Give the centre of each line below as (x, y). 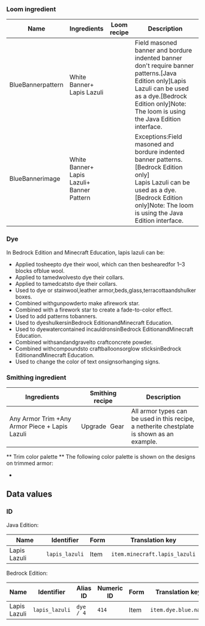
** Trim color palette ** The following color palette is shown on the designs (101, 456)
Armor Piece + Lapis (39, 426)
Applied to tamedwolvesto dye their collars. (70, 277)
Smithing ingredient (36, 377)
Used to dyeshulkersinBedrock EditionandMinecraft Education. (94, 322)
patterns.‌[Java (156, 73)
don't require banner (164, 66)
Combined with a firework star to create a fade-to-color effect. (94, 310)
